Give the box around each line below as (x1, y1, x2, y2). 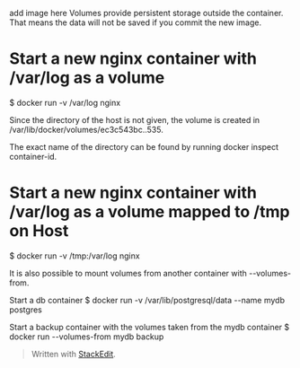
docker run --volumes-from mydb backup (9, 331, 164, 342)
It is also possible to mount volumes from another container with (9, 267, 247, 278)
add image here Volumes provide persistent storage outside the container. (9, 8, 284, 18)
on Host (9, 221, 69, 241)
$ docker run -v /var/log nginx (9, 97, 121, 108)
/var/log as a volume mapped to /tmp (9, 202, 290, 223)
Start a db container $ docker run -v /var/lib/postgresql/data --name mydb (9, 294, 286, 305)
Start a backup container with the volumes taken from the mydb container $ (9, 321, 290, 332)
